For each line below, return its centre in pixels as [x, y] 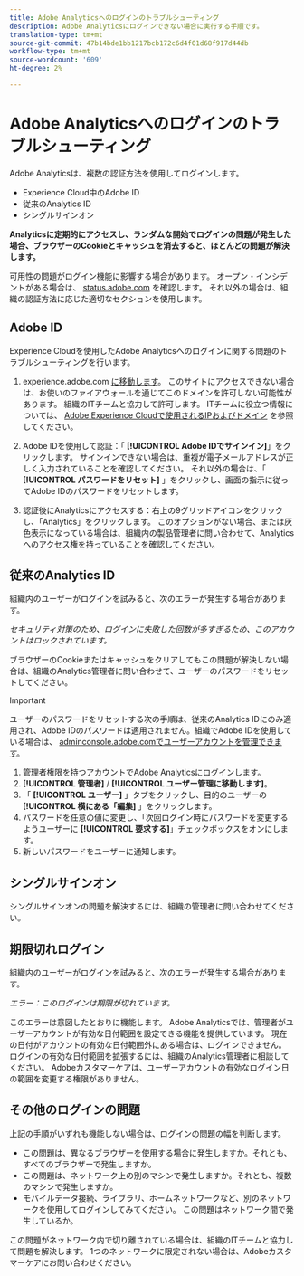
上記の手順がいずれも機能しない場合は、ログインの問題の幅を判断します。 [148, 1133]
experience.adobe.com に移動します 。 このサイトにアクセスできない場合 [158, 381]
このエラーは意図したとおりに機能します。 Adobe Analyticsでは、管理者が [148, 1023]
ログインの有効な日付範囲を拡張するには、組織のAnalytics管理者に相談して [149, 1056]
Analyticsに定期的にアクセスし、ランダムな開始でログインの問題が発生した [151, 234]
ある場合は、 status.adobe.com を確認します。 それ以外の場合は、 [157, 287]
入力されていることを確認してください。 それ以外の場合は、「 [152, 468]
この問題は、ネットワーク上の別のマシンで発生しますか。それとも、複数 [157, 1175]
